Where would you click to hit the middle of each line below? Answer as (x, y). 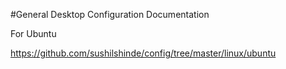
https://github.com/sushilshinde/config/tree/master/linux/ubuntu (143, 53)
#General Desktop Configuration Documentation (110, 14)
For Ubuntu (33, 33)
